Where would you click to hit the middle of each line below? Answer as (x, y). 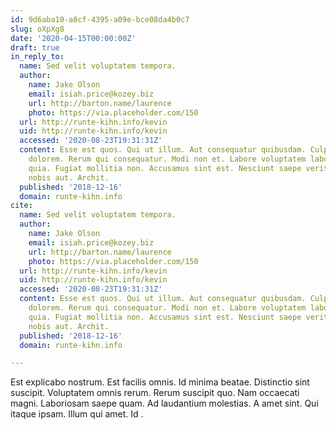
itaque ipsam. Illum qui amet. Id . (77, 414)
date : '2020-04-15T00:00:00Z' (73, 38)
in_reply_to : (37, 57)
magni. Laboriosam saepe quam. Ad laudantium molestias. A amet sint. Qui (164, 403)
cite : (21, 206)
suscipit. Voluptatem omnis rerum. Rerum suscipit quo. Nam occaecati (155, 393)
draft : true (35, 47)
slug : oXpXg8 (37, 29)
